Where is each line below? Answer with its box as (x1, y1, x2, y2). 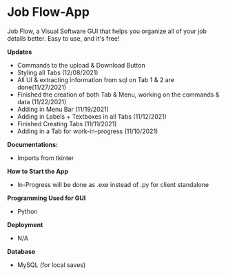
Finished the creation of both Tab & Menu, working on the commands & (17, 90, 220, 99)
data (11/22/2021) (17, 97, 67, 106)
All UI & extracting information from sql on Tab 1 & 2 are (17, 75, 174, 83)
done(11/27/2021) (17, 83, 67, 91)
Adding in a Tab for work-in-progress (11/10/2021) (17, 127, 158, 135)
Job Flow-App (7, 4, 90, 20)
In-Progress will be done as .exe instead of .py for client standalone (17, 180, 209, 188)
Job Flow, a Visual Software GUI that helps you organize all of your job (7, 27, 207, 35)
